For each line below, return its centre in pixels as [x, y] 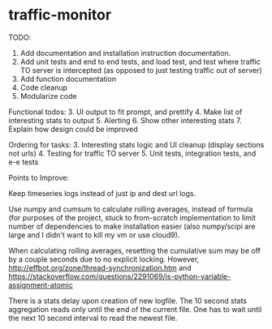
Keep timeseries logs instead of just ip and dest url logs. [102, 193]
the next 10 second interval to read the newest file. [93, 318]
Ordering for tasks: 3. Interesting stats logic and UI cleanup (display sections [136, 144]
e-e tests [24, 162]
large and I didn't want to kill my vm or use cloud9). [94, 235]
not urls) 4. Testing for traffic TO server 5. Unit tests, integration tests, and [132, 153]
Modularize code [48, 96]
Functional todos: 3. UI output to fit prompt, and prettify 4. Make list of [125, 112]
